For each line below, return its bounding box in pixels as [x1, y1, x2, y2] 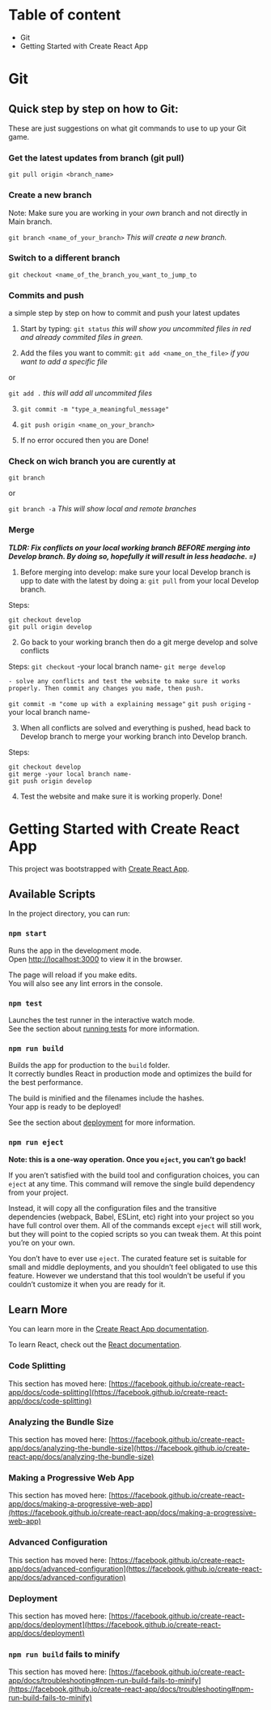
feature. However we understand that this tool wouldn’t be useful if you [8, 1270, 245, 1280]
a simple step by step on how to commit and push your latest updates [8, 308, 240, 318]
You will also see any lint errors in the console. [8, 978, 163, 988]
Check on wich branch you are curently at [8, 456, 176, 467]
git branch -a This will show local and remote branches [8, 504, 197, 514]
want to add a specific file [19, 357, 108, 367]
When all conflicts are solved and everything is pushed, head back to [19, 722, 251, 732]
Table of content [8, 6, 121, 24]
